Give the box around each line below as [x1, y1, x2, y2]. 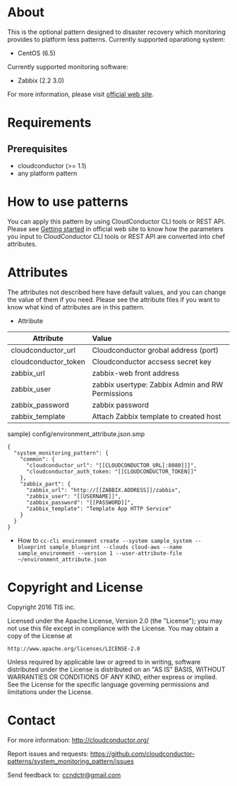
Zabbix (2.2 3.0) [17, 76, 65, 85]
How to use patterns [7, 194, 128, 210]
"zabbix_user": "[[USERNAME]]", [25, 493, 121, 500]
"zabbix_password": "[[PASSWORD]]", [25, 499, 134, 506]
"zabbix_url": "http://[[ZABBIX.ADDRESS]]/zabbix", [25, 486, 181, 493]
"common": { [20, 455, 55, 463]
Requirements [7, 115, 92, 131]
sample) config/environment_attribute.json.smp [7, 429, 145, 438]
